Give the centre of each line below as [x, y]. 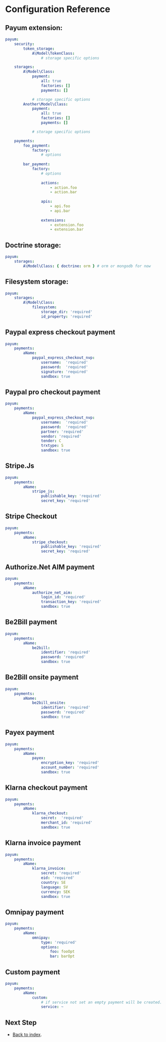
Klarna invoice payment [43, 843]
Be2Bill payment [31, 622]
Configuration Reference [58, 9]
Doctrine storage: [33, 245]
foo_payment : [37, 146]
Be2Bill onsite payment [42, 677]
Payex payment [30, 733]
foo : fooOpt [62, 952]
